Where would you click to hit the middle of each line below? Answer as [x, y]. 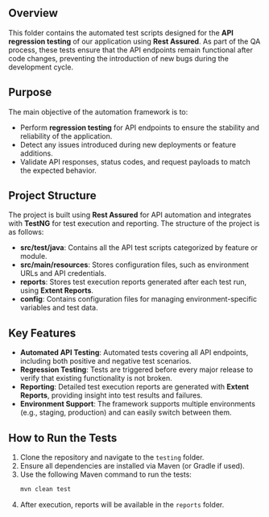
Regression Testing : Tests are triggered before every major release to [137, 369]
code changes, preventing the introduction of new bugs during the [119, 58]
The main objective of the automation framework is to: [98, 111]
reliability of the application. [66, 136]
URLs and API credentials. [63, 273]
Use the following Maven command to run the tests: [106, 474]
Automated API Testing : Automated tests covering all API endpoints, [134, 352]
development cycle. [41, 67]
